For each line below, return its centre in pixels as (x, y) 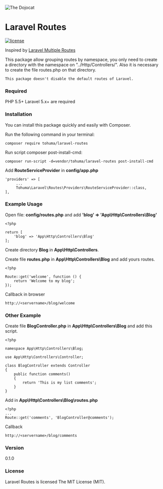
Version (15, 448)
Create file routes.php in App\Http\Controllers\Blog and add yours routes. (80, 259)
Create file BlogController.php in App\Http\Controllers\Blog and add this (79, 326)
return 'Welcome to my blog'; (45, 281)
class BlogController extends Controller (48, 366)
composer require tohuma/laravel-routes (47, 143)
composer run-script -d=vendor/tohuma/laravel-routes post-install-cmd (79, 161)
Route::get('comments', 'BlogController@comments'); (60, 418)
